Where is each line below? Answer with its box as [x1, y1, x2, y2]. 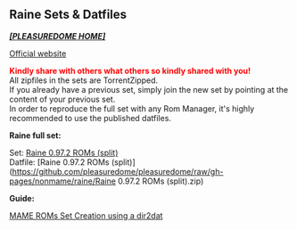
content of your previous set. [9, 94, 116, 104]
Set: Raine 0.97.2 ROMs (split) [9, 147, 119, 158]
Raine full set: [9, 129, 62, 141]
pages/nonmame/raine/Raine [9, 176, 116, 186]
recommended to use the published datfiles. [9, 112, 172, 123]
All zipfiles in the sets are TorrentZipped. [9, 75, 159, 86]
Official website [9, 48, 67, 59]
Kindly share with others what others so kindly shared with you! [9, 65, 252, 76]
